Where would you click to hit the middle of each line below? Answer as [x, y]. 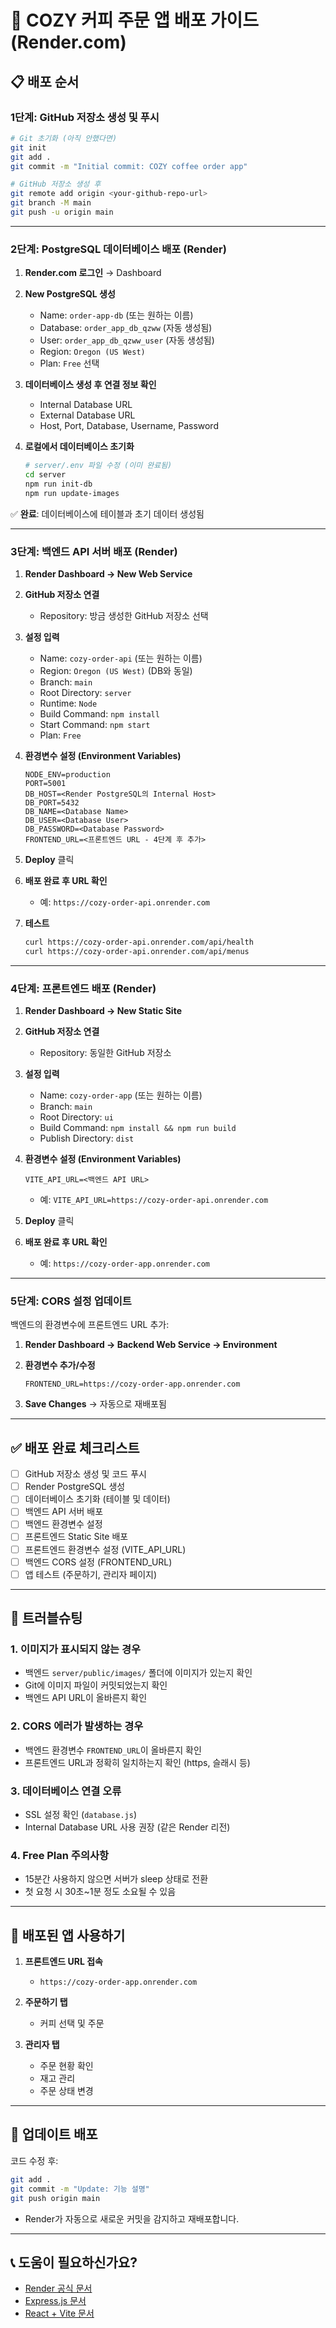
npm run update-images [72, 493]
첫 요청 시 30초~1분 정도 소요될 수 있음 [100, 1892]
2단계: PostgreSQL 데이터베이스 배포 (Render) [118, 249]
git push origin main [55, 2198]
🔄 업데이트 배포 [54, 2134]
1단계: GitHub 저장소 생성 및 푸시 [85, 117]
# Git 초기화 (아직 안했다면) [64, 138]
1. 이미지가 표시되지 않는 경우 [76, 1649]
